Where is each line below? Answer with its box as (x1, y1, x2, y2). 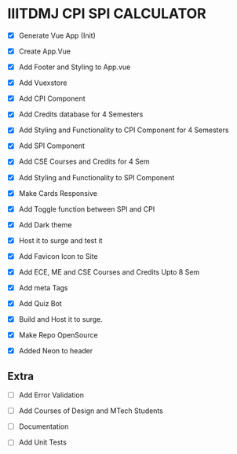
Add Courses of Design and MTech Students (18, 406, 164, 415)
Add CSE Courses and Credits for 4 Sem (18, 157, 150, 166)
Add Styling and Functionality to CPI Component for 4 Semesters (18, 125, 229, 135)
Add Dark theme (18, 220, 72, 229)
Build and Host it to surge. (18, 315, 104, 324)
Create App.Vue (18, 46, 71, 56)
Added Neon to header (18, 346, 93, 356)
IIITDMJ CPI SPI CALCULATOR (7, 5, 207, 23)
